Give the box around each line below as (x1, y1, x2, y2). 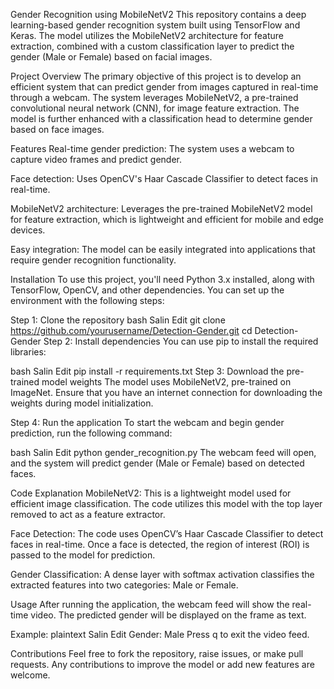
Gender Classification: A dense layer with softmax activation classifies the (10, 569, 315, 580)
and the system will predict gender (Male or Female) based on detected (10, 457, 305, 469)
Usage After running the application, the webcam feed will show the (10, 599, 290, 610)
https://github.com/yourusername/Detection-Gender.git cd (10, 325, 253, 336)
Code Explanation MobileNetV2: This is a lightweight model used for (10, 487, 292, 499)
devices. (10, 224, 46, 236)
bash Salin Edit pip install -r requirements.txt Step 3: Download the (10, 365, 285, 377)
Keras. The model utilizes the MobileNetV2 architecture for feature (10, 30, 285, 41)
